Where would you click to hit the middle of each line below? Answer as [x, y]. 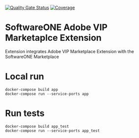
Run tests [25, 113]
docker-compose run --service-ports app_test [52, 131]
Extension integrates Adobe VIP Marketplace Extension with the [69, 51]
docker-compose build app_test [37, 126]
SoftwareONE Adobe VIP [56, 28]
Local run [25, 77]
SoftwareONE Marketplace [32, 56]
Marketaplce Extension [53, 38]
